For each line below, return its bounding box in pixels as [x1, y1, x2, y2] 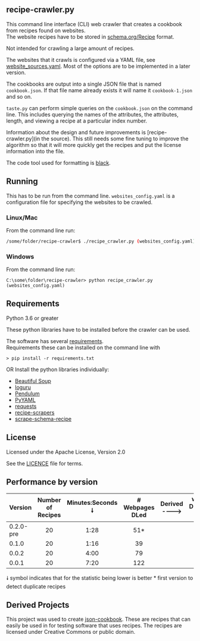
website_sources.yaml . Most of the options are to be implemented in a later [6, 62, 190, 70]
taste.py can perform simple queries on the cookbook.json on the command [6, 104, 193, 112]
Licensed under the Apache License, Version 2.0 [6, 448, 126, 455]
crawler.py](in [6, 135, 40, 142]
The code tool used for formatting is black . [6, 159, 111, 166]
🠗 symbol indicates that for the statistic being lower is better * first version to [6, 574, 193, 582]
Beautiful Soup [14, 377, 52, 384]
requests [14, 403, 37, 410]
